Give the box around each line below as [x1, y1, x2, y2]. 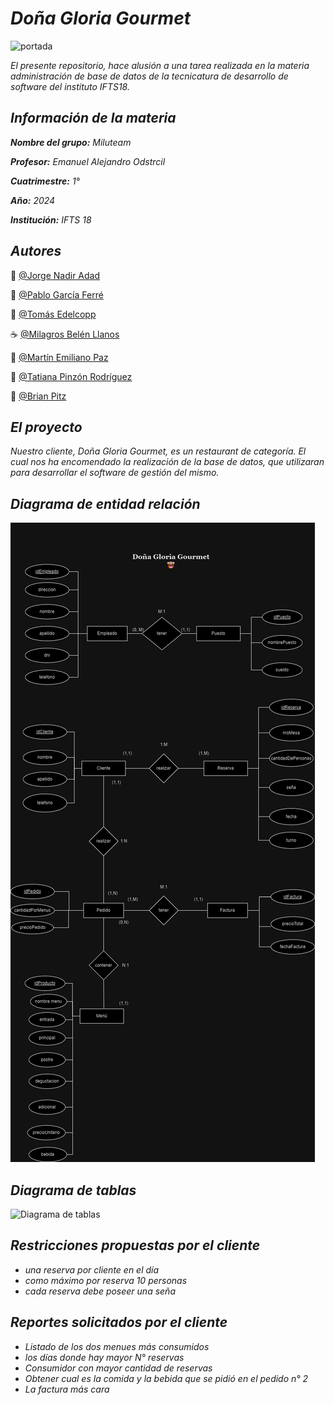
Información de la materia [10, 110, 177, 127]
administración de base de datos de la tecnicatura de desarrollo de [10, 70, 289, 82]
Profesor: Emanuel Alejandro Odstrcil [10, 155, 166, 167]
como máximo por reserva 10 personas [24, 1274, 188, 1286]
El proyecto [10, 418, 83, 436]
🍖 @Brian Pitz [10, 390, 67, 402]
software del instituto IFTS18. [10, 80, 130, 92]
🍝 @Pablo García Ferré [10, 288, 104, 301]
